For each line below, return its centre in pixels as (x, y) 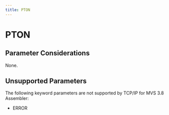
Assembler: (17, 98)
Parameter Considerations (47, 53)
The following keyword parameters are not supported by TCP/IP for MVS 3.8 (84, 93)
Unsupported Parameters (46, 81)
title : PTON (18, 10)
